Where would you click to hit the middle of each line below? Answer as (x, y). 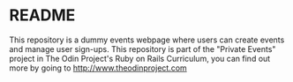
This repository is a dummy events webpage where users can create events (147, 40)
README (42, 15)
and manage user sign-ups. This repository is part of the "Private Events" (143, 48)
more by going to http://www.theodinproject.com (98, 68)
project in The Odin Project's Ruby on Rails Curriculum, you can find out (140, 58)
